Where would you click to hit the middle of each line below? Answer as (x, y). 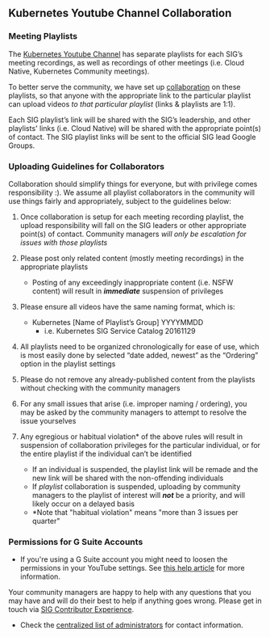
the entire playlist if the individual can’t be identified (106, 453)
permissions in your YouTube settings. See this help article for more (132, 568)
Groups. (22, 146)
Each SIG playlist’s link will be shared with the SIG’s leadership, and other (130, 120)
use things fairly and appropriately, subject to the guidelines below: (120, 200)
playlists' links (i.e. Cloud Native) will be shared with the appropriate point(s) (135, 128)
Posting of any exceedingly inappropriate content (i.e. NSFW (133, 282)
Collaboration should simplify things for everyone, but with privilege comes (133, 184)
